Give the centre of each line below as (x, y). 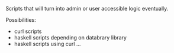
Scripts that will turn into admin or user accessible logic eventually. (87, 9)
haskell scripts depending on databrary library (70, 37)
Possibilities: (21, 20)
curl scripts (28, 31)
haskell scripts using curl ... (47, 44)
